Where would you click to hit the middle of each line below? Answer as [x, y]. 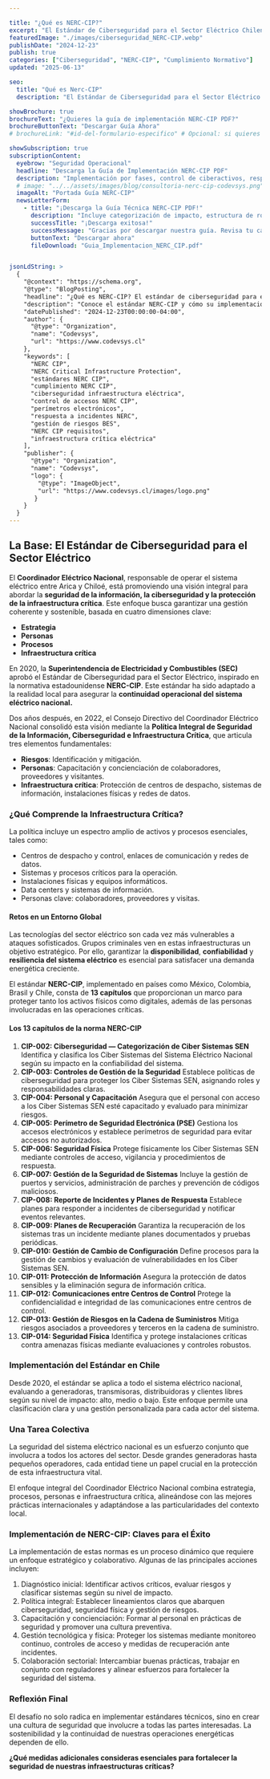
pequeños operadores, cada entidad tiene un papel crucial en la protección [133, 1464]
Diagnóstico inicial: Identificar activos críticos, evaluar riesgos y [126, 1584]
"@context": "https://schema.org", [83, 282]
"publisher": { [49, 454]
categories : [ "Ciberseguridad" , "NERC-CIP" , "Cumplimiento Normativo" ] [131, 60]
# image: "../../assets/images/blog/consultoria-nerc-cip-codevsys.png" [140, 185]
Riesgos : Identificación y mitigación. [81, 759]
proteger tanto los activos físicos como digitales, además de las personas [131, 1001]
